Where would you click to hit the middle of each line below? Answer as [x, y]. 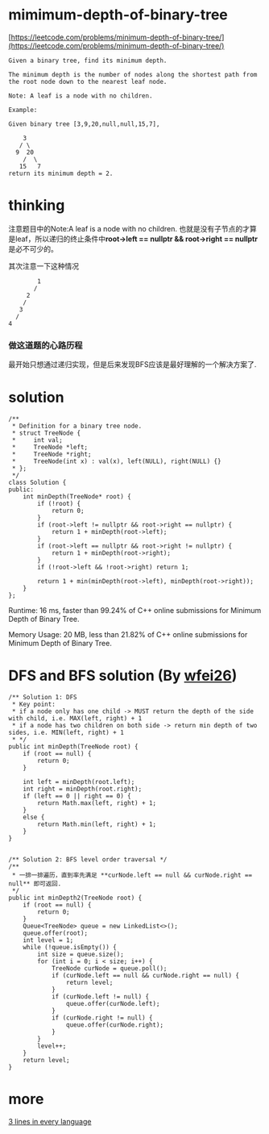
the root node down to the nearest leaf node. [88, 81]
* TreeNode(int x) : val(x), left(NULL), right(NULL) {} [116, 461]
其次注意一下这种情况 [43, 266]
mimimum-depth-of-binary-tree [118, 15]
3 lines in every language [50, 1121]
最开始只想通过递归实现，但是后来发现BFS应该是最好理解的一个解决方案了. [132, 365]
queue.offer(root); [56, 933]
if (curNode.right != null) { [102, 1018]
